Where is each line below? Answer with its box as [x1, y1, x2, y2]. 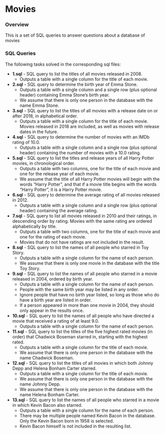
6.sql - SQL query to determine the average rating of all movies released [12, 192, 160, 197]
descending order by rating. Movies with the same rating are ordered [12, 218, 153, 224]
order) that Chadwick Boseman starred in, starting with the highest [12, 334, 148, 339]
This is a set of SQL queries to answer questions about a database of [5, 32, 145, 38]
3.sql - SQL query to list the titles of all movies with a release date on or [12, 107, 158, 113]
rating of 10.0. [12, 139, 40, 145]
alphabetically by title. [12, 223, 57, 229]
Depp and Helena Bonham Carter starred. [12, 365, 97, 371]
